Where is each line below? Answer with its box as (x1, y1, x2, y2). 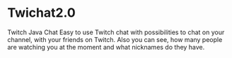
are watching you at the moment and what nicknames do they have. (7, 43, 205, 51)
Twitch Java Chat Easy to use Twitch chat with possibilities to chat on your (7, 28, 225, 36)
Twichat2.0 (7, 5, 76, 21)
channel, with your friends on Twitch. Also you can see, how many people (7, 35, 223, 43)
